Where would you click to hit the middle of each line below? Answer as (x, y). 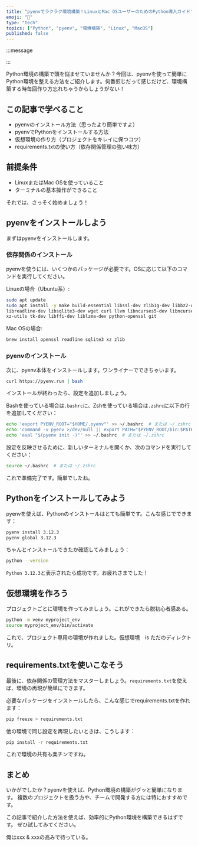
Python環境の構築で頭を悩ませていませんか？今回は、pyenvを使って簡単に (97, 74)
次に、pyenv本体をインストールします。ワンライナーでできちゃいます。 (93, 370)
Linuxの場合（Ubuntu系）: (38, 289)
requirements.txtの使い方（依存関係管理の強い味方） (79, 147)
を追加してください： (32, 413)
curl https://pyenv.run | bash (44, 381)
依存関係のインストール (39, 255)
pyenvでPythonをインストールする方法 (62, 132)
